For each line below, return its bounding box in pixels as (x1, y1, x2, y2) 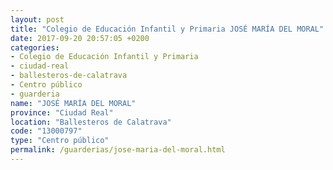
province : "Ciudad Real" (10, 107, 114, 118)
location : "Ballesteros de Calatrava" (10, 117, 172, 127)
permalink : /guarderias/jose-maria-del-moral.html (10, 145, 226, 155)
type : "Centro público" (10, 136, 110, 146)
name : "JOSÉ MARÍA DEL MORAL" (10, 98, 137, 108)
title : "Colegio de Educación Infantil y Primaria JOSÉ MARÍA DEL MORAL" (10, 24, 325, 34)
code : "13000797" (10, 126, 83, 136)
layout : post (10, 14, 65, 25)
